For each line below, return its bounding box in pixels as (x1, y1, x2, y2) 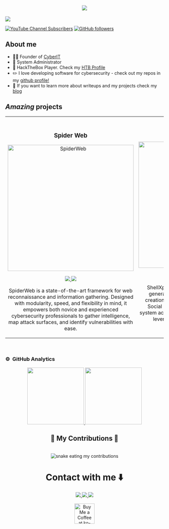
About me (5, 40, 37, 49)
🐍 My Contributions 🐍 (50, 434, 119, 443)
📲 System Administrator (12, 59, 62, 65)
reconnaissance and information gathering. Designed (8, 293, 134, 300)
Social (147, 303, 162, 310)
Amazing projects (5, 102, 63, 111)
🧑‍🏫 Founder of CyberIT (12, 54, 61, 60)
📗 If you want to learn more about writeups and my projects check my (12, 82, 157, 88)
